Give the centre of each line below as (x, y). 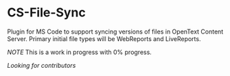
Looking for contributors (42, 65)
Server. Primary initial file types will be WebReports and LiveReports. (104, 38)
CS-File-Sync (46, 13)
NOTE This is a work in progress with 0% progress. (80, 52)
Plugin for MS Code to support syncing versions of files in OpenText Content (115, 31)
